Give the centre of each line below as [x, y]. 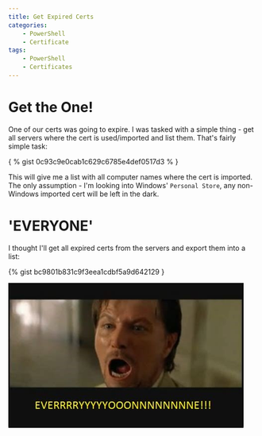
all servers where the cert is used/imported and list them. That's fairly [122, 137]
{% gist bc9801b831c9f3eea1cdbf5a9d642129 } [87, 272]
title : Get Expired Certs [51, 17]
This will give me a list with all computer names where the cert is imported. [130, 177]
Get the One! [51, 108]
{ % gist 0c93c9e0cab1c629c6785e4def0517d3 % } [93, 161]
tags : [17, 50]
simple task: [28, 146]
